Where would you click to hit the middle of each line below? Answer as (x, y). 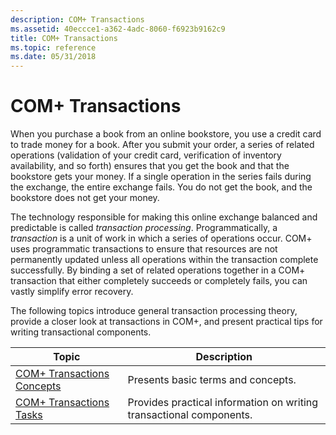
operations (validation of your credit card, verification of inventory (146, 155)
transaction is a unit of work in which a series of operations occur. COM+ (161, 238)
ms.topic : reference (53, 47)
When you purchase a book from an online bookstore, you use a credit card (166, 134)
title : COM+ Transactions (64, 38)
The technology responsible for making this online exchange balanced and (164, 217)
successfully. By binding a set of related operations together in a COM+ (158, 270)
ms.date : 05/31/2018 (53, 57)
